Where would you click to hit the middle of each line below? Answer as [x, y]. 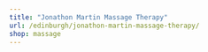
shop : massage [35, 33]
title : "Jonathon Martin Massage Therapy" [89, 17]
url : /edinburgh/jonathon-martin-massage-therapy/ [104, 26]
